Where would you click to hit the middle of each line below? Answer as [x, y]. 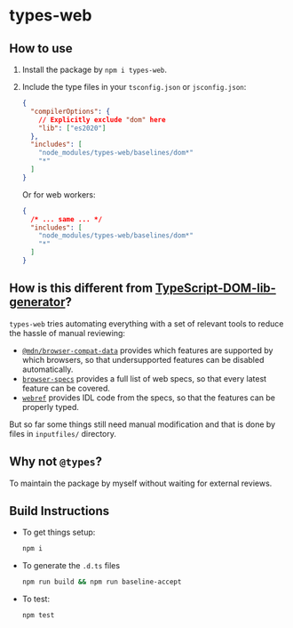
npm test [38, 616]
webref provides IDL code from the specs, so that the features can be [148, 398]
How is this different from [81, 289]
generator [37, 302]
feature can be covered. [66, 388]
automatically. [48, 369]
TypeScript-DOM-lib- [216, 289]
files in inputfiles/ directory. [63, 433]
